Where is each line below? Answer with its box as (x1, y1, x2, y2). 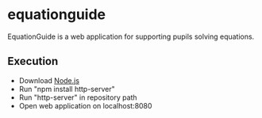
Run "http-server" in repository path (18, 93, 137, 102)
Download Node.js (18, 75, 80, 85)
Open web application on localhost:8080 (18, 101, 152, 110)
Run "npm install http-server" (18, 84, 116, 93)
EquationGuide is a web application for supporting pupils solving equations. (7, 32, 255, 41)
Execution (7, 55, 59, 68)
